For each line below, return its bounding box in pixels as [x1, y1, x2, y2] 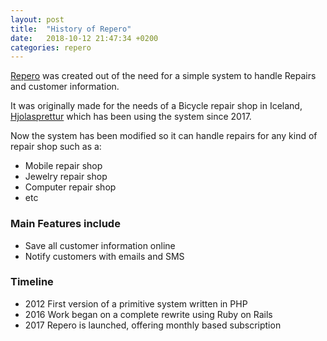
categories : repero [10, 42, 92, 53]
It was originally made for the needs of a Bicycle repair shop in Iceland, [10, 100, 303, 112]
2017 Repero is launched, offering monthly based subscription [24, 319, 282, 331]
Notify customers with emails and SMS [24, 250, 185, 262]
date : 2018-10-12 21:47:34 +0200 [10, 33, 159, 43]
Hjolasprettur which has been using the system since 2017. [10, 111, 252, 123]
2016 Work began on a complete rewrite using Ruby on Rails [24, 308, 273, 320]
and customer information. [10, 81, 120, 93]
